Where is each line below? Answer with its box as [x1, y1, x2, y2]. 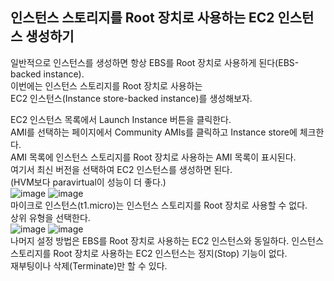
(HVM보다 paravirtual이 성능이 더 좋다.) [10, 176, 167, 188]
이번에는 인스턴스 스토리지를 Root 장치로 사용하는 [10, 79, 203, 92]
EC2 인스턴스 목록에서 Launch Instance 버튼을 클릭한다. [10, 113, 232, 125]
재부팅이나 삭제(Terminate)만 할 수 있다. [10, 259, 168, 272]
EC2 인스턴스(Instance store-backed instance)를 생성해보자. [10, 92, 253, 104]
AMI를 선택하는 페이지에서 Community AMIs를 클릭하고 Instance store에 [10, 126, 298, 138]
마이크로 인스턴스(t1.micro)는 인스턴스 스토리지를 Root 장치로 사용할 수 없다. [10, 199, 308, 211]
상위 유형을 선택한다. [10, 211, 91, 223]
